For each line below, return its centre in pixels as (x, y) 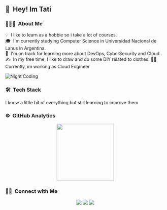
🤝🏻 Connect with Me (31, 191)
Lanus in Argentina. (26, 48)
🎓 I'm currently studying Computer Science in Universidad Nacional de (81, 40)
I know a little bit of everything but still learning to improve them (72, 102)
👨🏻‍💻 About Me (24, 24)
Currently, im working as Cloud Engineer (47, 66)
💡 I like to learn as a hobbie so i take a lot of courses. (61, 35)
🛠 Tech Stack (23, 90)
